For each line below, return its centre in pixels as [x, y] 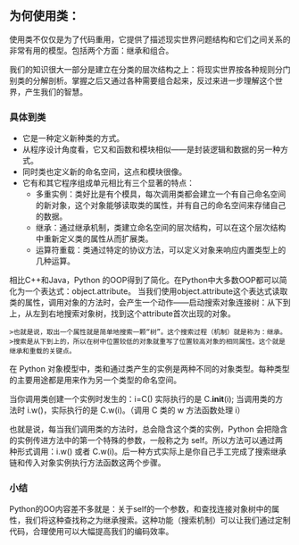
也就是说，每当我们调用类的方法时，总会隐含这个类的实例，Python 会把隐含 [149, 429]
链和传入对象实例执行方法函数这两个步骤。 [87, 463]
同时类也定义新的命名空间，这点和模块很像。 [104, 172]
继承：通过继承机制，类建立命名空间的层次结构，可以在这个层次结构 [161, 228]
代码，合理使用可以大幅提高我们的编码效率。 [91, 532]
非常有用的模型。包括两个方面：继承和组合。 [91, 50]
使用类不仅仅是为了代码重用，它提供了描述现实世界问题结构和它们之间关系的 [150, 39]
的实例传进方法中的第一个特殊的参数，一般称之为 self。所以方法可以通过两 [146, 440]
